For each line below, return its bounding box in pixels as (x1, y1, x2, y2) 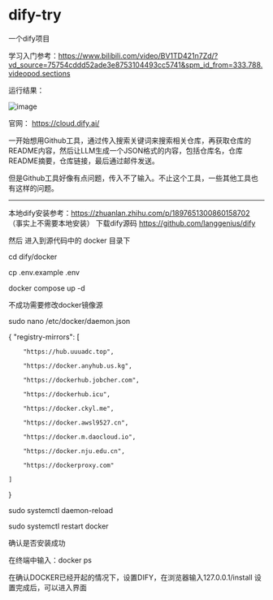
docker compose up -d (8, 283, 85, 293)
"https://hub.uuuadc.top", (23, 347, 115, 356)
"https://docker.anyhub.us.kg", (23, 361, 132, 370)
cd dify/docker (8, 252, 58, 261)
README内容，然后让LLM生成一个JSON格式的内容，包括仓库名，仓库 (8, 145, 243, 155)
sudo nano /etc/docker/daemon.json (8, 316, 131, 326)
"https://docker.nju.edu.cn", (23, 447, 126, 455)
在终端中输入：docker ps (8, 555, 92, 565)
